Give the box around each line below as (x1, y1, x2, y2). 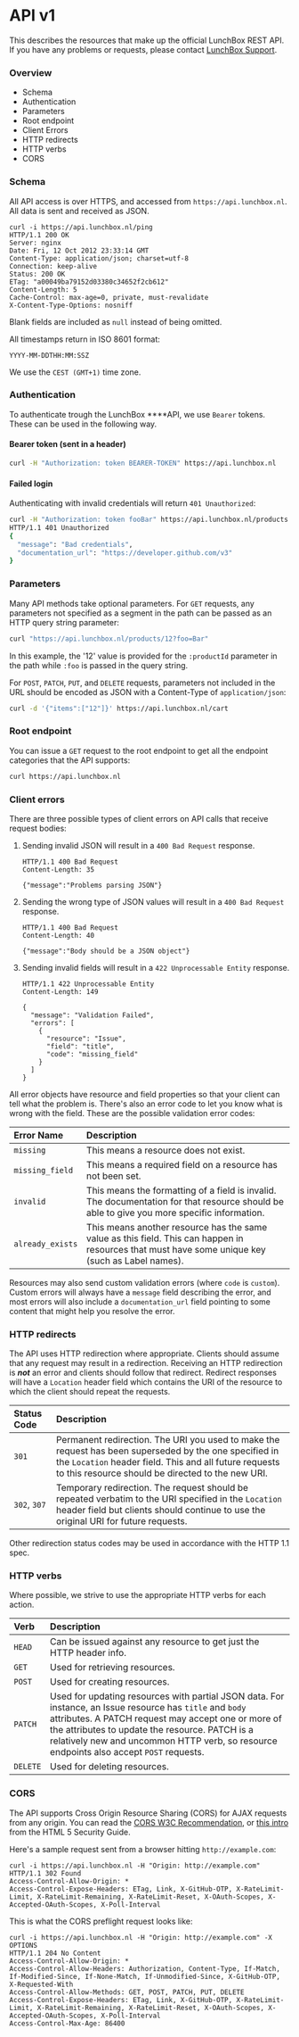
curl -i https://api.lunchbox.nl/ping (9, 222, 153, 232)
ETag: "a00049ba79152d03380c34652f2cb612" (9, 277, 169, 286)
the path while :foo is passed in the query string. (9, 659, 189, 670)
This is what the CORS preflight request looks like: (9, 1916, 193, 1926)
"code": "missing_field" (45, 1049, 139, 1058)
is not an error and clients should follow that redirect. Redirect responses (9, 1367, 278, 1379)
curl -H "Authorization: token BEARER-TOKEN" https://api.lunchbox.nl (9, 459, 277, 468)
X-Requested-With (9, 1980, 74, 1989)
